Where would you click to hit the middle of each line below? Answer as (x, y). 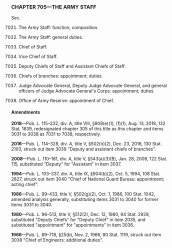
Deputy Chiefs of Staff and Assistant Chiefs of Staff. (72, 66)
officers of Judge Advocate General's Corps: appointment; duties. (86, 91)
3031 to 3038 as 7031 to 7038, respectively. (56, 134)
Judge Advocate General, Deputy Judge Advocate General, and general (92, 85)
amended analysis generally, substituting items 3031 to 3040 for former (85, 199)
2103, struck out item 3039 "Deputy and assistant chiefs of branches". (84, 149)
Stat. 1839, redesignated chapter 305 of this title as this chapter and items (87, 128)
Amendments (25, 112)
